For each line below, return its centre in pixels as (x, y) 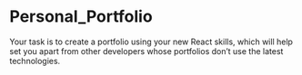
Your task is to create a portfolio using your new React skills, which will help (151, 42)
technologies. (35, 61)
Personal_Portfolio (81, 17)
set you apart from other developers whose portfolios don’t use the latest (146, 51)
